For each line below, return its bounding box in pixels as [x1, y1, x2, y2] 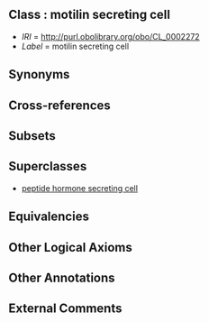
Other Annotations [8, 270, 115, 285]
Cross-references [8, 97, 112, 113]
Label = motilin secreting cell [21, 41, 130, 51]
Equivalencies [8, 209, 89, 225]
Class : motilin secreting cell [8, 7, 170, 23]
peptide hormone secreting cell [21, 182, 139, 193]
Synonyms [8, 67, 70, 82]
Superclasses [8, 159, 87, 174]
